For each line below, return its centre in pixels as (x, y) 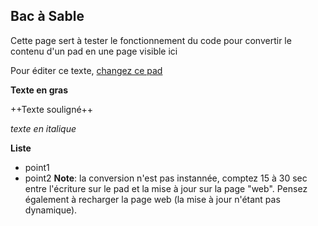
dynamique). (51, 210)
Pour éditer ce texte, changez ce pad (86, 70)
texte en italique (43, 128)
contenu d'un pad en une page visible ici (94, 51)
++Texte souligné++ (52, 109)
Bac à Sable (47, 16)
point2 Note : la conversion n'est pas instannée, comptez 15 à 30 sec (166, 178)
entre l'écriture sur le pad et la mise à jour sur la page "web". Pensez (166, 188)
